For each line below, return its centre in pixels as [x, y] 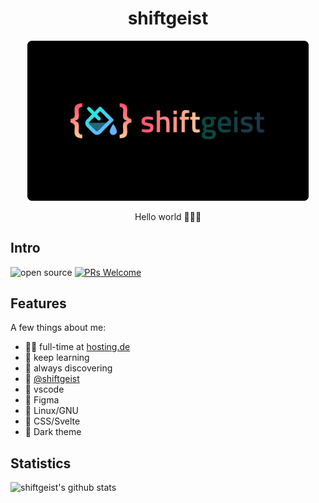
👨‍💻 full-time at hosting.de [77, 347]
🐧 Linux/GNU [51, 411]
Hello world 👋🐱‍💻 [168, 216]
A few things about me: [58, 328]
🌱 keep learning [57, 358]
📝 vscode [44, 389]
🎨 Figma [42, 400]
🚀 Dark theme [53, 432]
